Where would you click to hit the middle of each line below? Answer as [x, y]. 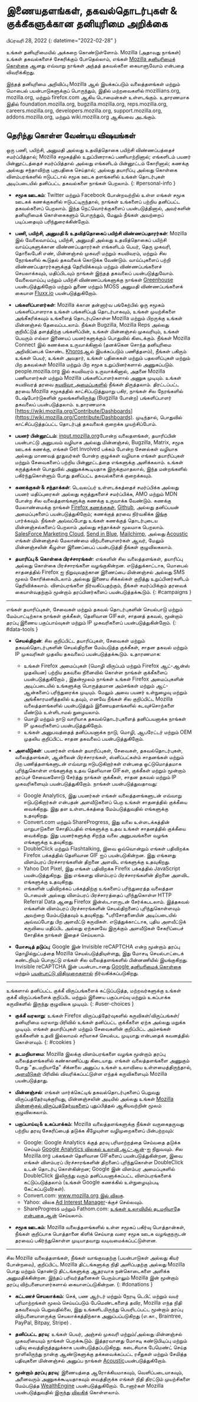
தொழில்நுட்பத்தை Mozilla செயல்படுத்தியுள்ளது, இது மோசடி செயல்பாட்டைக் [99, 953]
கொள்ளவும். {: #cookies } [45, 1042]
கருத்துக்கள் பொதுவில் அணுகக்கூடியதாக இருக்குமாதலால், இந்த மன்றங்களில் [101, 469]
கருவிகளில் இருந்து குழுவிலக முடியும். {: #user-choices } [70, 1003]
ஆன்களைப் [36, 692]
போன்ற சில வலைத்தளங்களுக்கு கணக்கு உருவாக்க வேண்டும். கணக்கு [93, 500]
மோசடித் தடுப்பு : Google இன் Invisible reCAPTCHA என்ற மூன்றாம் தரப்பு [97, 946]
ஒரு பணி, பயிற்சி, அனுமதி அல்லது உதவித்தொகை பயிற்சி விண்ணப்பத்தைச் [90, 150]
